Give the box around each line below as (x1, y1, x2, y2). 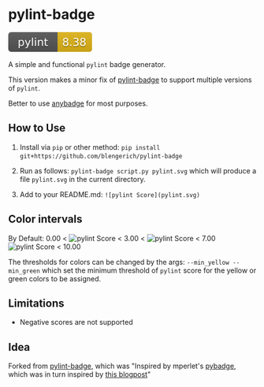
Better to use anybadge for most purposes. (8, 99, 148, 108)
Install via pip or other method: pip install (19, 142, 161, 151)
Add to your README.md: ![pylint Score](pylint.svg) (19, 189, 201, 199)
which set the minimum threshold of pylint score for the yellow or (42, 266, 257, 275)
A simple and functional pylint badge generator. (8, 59, 166, 69)
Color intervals (8, 213, 83, 226)
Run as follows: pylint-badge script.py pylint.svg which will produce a (19, 166, 257, 175)
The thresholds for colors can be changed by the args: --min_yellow (8, 257, 230, 266)
